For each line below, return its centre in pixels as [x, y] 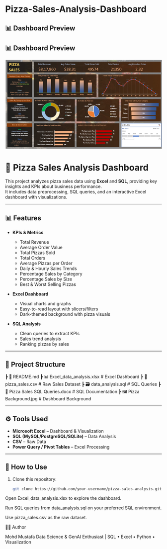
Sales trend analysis [40, 339]
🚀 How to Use [26, 467]
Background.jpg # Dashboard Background [48, 398]
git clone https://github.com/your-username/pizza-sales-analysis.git [87, 489]
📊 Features [23, 218]
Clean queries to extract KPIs [50, 334]
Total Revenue [34, 242]
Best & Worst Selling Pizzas [48, 284]
